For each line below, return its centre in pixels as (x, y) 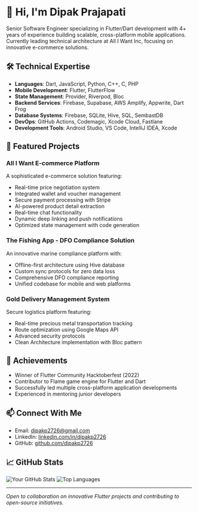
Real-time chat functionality (48, 213)
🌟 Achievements (37, 361)
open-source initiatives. (35, 503)
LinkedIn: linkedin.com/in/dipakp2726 (60, 436)
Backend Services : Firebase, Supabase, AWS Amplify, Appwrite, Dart (99, 102)
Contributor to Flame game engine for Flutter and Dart (80, 381)
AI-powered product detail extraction (60, 206)
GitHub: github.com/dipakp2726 (54, 443)
